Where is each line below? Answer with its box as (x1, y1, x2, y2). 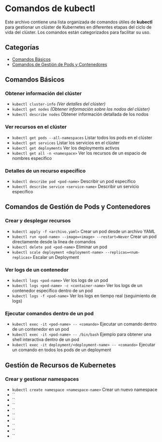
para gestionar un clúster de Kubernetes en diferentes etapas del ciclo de (5, 24, 152, 30)
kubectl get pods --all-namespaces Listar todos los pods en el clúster (12, 135, 152, 140)
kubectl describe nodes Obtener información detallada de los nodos (12, 111, 149, 117)
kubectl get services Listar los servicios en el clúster (12, 139, 120, 146)
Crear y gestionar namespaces (5, 375, 79, 382)
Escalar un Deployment (33, 254, 79, 260)
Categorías (5, 43, 40, 51)
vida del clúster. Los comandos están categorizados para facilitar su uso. (5, 29, 151, 35)
